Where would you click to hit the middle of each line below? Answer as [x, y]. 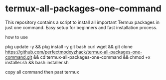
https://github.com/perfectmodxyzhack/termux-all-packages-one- [74, 52]
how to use [17, 37]
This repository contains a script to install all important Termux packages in [82, 22]
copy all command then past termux [42, 72]
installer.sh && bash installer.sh [37, 62]
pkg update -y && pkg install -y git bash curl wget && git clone [69, 46]
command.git [19, 57]
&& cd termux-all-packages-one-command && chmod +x [92, 57]
